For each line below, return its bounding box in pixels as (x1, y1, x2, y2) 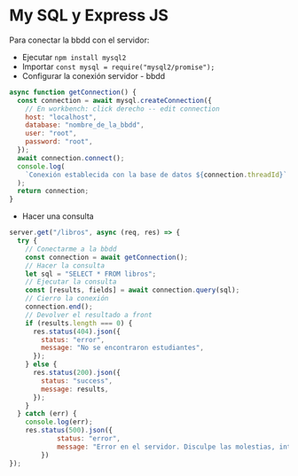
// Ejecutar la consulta (25, 277, 117, 286)
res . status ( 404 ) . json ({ (32, 327, 122, 336)
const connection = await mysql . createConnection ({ (17, 96, 213, 105)
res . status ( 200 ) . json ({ (32, 369, 122, 378)
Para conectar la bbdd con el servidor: (9, 35, 150, 45)
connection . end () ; (25, 302, 93, 311)
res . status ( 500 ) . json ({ (25, 426, 114, 435)
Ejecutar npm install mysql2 (21, 51, 127, 62)
